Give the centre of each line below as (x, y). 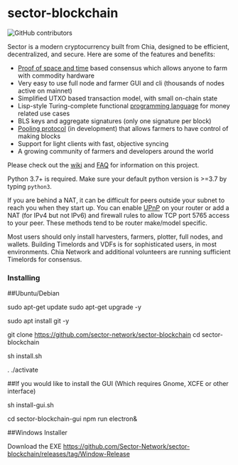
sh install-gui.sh (31, 405)
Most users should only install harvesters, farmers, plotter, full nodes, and (115, 236)
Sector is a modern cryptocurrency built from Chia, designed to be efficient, (118, 46)
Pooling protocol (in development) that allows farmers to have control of (123, 128)
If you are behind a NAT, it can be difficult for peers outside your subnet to (116, 200)
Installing (24, 278)
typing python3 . (29, 186)
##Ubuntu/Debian (34, 293)
